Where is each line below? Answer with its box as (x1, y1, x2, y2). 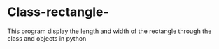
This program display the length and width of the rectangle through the (7, 27, 212, 35)
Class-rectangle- (7, 4, 110, 20)
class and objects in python (7, 34, 87, 42)
